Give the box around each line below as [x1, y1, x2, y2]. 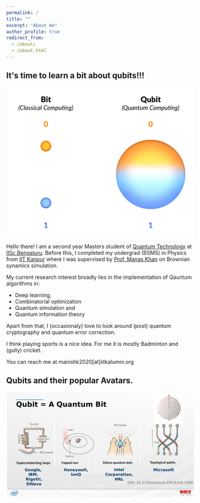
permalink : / [6, 10, 39, 16]
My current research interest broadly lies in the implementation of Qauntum [6, 273, 192, 281]
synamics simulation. [6, 261, 58, 269]
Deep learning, [14, 291, 52, 299]
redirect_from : [6, 35, 44, 41]
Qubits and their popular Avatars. [6, 375, 134, 386]
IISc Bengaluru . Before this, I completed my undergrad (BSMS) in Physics [6, 249, 187, 256]
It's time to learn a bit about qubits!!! [6, 71, 145, 81]
